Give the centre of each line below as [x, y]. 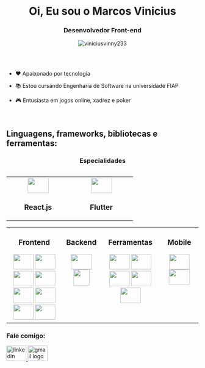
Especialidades [103, 161]
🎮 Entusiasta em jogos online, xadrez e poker [73, 100]
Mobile [179, 243]
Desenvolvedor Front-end [103, 31]
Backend [81, 243]
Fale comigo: [26, 336]
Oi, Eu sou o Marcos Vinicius [103, 11]
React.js [38, 207]
